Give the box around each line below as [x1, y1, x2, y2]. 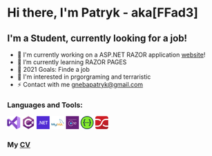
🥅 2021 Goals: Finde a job [17, 66, 90, 73]
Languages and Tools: [7, 100, 83, 110]
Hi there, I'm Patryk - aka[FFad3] [7, 5, 199, 21]
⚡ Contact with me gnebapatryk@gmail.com [17, 81, 144, 88]
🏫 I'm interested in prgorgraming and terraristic [17, 72, 151, 81]
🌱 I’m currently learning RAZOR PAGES [17, 58, 127, 66]
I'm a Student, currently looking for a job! [7, 32, 188, 44]
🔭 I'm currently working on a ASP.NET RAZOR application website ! [17, 50, 206, 59]
